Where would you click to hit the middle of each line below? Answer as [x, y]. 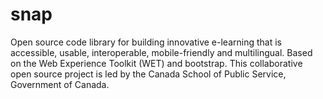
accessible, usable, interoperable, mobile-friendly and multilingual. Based [161, 52]
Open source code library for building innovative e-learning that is [146, 42]
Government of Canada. [60, 84]
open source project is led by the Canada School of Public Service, [148, 74]
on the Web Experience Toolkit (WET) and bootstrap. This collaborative [156, 63]
